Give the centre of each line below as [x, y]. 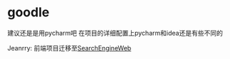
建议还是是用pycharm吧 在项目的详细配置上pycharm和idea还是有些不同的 [115, 33]
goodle [28, 12]
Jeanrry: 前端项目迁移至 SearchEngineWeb [69, 48]
